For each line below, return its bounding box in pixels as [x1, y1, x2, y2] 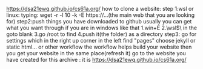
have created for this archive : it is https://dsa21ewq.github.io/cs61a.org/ [6, 56, 187, 63]
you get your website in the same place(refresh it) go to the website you [6, 50, 186, 56]
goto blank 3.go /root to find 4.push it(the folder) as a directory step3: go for [6, 31, 197, 38]
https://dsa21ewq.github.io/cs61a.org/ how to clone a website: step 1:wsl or [6, 5, 194, 12]
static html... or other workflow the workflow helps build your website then [6, 43, 192, 50]
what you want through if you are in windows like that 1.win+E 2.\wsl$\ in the [6, 24, 198, 31]
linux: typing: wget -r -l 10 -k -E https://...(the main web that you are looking [6, 11, 195, 19]
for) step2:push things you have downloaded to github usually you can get [6, 18, 192, 25]
